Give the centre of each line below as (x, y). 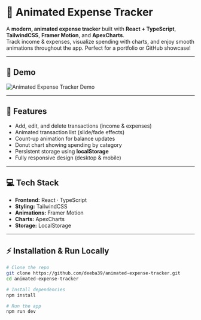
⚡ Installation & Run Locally (58, 251)
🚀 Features (27, 111)
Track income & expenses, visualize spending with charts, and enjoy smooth (100, 41)
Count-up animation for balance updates (65, 138)
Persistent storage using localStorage (62, 151)
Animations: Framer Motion (49, 213)
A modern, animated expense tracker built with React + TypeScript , (91, 29)
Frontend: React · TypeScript (51, 200)
